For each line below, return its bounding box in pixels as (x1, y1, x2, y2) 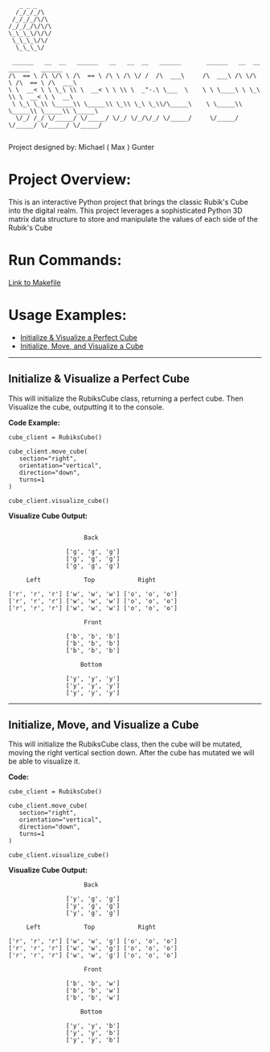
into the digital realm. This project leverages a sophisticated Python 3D (8, 206, 243, 215)
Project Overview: (8, 171, 131, 189)
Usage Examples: (8, 306, 127, 324)
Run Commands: (8, 252, 122, 269)
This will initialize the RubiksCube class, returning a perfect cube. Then (8, 393, 243, 403)
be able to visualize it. (8, 756, 80, 767)
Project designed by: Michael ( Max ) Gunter (8, 143, 155, 152)
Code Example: (8, 418, 60, 427)
